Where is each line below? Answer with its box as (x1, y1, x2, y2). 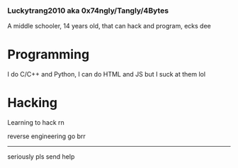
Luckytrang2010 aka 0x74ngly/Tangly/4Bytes (7, 6, 169, 16)
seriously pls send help (7, 152, 75, 161)
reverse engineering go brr (7, 132, 86, 140)
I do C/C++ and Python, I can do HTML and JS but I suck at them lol (7, 70, 206, 79)
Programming (7, 47, 90, 62)
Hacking (7, 95, 58, 111)
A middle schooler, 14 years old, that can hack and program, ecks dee (7, 22, 211, 30)
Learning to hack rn (7, 118, 65, 127)
